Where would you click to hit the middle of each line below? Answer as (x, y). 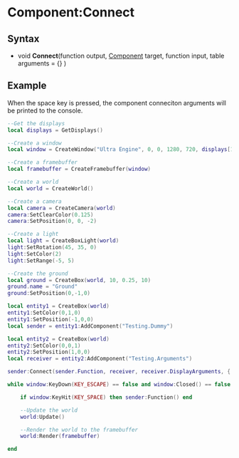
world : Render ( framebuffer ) (60, 436)
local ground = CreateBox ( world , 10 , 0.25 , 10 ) (79, 280)
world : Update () (43, 417)
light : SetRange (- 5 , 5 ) (41, 261)
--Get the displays (36, 123)
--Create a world (33, 182)
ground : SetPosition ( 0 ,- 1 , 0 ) (49, 293)
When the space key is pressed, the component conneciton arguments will (117, 103)
